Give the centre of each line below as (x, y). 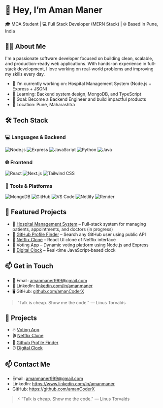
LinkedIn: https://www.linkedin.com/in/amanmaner (63, 384)
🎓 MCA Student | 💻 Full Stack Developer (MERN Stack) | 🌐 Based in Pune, (82, 24)
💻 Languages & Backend (35, 137)
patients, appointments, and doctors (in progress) (63, 229)
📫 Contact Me (28, 364)
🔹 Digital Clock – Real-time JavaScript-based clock (64, 250)
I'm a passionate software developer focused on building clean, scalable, (79, 58)
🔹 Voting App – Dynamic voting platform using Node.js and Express (80, 245)
